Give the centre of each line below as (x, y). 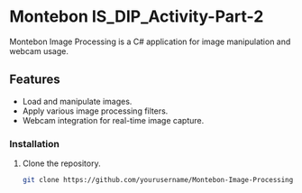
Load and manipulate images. (77, 101)
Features (35, 80)
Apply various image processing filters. (95, 111)
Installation (35, 143)
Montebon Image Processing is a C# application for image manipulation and (150, 41)
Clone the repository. (61, 163)
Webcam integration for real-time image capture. (113, 120)
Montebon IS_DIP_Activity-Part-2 (137, 17)
